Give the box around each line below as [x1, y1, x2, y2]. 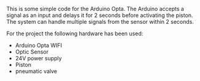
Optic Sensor [15, 48, 49, 55]
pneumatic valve [15, 68, 57, 75]
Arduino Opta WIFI [15, 42, 63, 49]
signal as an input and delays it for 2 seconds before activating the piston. [6, 12, 193, 19]
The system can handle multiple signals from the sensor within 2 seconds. [6, 18, 194, 25]
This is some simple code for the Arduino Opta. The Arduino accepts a [6, 5, 184, 12]
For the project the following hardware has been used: [6, 30, 144, 37]
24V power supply [15, 55, 63, 62]
